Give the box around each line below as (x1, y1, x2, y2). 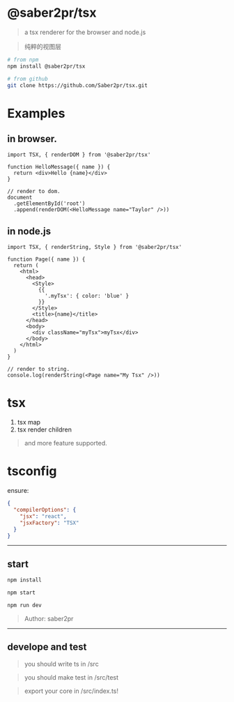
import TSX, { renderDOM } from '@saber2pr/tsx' (7, 151, 151, 158)
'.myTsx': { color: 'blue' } (44, 293, 130, 300)
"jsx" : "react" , (19, 512, 68, 520)
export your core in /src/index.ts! (24, 687, 118, 695)
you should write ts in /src (24, 659, 99, 668)
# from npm (7, 56, 39, 63)
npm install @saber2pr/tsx (7, 63, 86, 70)
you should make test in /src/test (24, 673, 119, 681)
